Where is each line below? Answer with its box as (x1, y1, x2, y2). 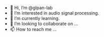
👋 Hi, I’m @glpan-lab (10, 5, 53, 10)
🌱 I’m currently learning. (10, 15, 60, 21)
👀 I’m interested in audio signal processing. (10, 10, 99, 16)
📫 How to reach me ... (10, 26, 57, 32)
